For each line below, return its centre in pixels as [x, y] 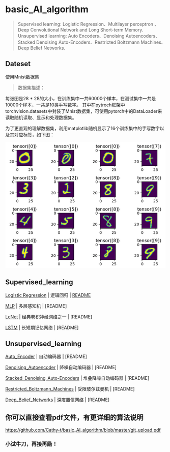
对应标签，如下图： [34, 134]
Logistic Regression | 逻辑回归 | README [48, 295]
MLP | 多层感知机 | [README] [36, 306]
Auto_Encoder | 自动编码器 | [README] [46, 356]
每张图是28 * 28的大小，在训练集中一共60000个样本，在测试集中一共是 [81, 98]
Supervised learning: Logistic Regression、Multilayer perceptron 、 [88, 24]
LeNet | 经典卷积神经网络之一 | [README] [49, 317]
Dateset [18, 64]
